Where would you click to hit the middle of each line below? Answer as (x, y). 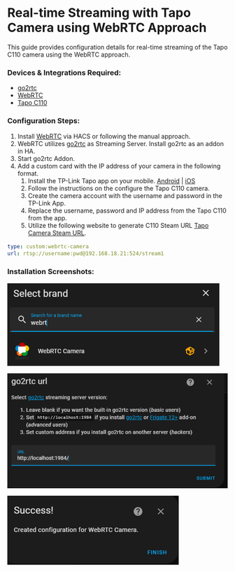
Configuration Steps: (44, 121)
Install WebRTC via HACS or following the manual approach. (104, 136)
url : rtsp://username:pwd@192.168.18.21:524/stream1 (86, 254)
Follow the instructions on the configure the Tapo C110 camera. (119, 188)
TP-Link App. (47, 203)
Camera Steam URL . (57, 233)
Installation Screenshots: (51, 272)
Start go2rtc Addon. (46, 158)
